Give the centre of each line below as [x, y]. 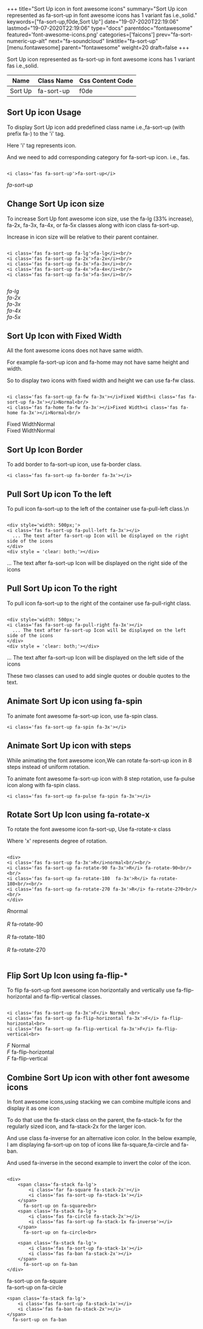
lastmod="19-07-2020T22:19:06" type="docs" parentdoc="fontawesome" [100, 28]
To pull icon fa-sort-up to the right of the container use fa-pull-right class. [99, 603]
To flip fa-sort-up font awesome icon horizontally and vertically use [91, 990]
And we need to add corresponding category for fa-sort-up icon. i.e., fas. [98, 157]
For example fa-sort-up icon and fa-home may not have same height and [98, 362]
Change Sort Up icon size [56, 204]
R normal [17, 911]
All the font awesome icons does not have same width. [75, 350]
